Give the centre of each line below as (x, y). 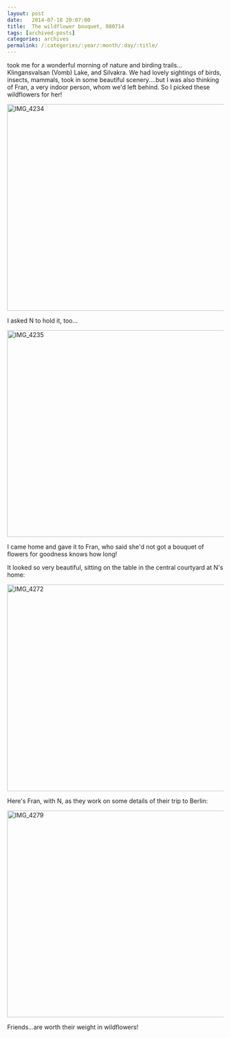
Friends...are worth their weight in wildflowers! (73, 1027)
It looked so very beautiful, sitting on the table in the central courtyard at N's (115, 567)
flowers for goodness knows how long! (62, 554)
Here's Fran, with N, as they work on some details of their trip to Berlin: (108, 801)
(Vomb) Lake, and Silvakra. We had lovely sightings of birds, (136, 72)
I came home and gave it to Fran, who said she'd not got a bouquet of (106, 547)
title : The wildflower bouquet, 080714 (66, 26)
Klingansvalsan (29, 72)
